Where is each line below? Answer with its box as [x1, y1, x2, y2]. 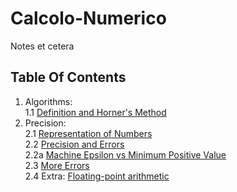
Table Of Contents [10, 69, 127, 86]
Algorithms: [24, 95, 73, 107]
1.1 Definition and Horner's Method [24, 106, 167, 118]
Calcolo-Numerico [10, 7, 167, 30]
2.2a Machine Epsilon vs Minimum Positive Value [24, 148, 227, 161]
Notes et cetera [10, 40, 75, 52]
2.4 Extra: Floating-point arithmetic [24, 170, 170, 182]
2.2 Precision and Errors [24, 138, 125, 150]
